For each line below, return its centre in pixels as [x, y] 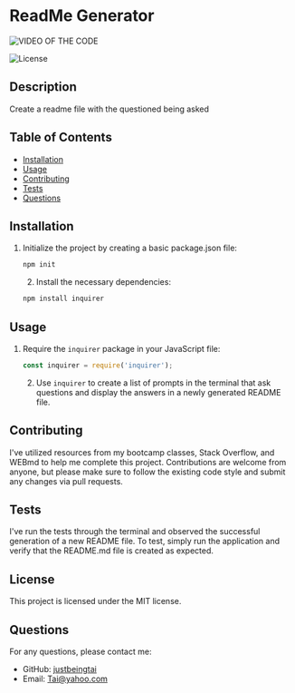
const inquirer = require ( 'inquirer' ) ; [98, 365]
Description [43, 87]
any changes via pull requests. [67, 481]
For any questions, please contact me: [81, 652]
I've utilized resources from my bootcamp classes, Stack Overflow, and [142, 452]
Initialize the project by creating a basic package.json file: [130, 248]
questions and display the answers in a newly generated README [158, 392]
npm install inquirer [63, 299]
